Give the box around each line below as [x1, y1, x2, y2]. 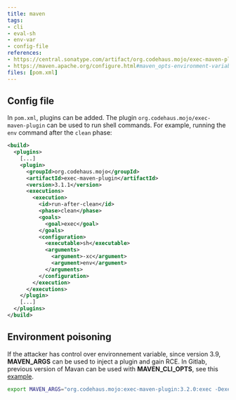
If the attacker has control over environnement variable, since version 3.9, [7, 349, 221, 358]
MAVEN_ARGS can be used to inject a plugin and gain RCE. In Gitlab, [7, 357, 207, 366]
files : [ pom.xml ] [7, 69, 58, 76]
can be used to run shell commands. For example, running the [46, 121, 226, 130]
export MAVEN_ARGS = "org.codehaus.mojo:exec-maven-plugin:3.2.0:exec [7, 385, 212, 393]
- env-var [7, 36, 37, 44]
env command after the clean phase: [7, 128, 112, 137]
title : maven [7, 10, 46, 18]
